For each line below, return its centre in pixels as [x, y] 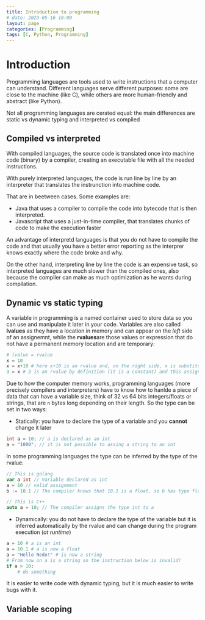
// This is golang [30, 474]
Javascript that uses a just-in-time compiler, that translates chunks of [103, 221]
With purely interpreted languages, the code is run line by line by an [92, 178]
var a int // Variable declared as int [57, 480]
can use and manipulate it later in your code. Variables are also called [94, 324]
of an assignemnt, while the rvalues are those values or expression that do [100, 337]
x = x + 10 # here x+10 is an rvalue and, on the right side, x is [91, 366]
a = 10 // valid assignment [42, 485]
